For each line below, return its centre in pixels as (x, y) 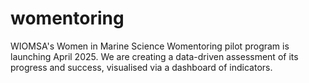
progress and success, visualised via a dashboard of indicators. (141, 67)
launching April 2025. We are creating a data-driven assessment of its (154, 56)
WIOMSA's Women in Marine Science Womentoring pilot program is (150, 46)
